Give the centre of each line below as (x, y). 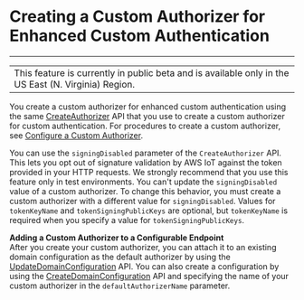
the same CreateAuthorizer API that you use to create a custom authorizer (147, 116)
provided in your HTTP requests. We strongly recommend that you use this (149, 172)
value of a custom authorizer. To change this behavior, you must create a (145, 191)
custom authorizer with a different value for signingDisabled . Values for (142, 201)
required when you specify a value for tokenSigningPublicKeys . (127, 220)
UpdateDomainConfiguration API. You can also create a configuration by (144, 266)
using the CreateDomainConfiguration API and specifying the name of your (149, 276)
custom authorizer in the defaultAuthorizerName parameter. (120, 286)
